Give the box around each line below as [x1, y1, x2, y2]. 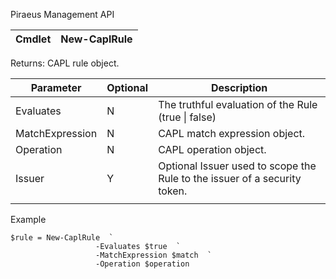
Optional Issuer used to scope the [158, 159, 317, 173]
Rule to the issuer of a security [158, 172, 302, 185]
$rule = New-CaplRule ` [10, 233, 114, 243]
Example [10, 214, 47, 225]
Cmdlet [15, 32, 52, 46]
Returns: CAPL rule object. [10, 57, 120, 69]
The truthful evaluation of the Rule [158, 98, 318, 111]
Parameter [30, 81, 82, 94]
